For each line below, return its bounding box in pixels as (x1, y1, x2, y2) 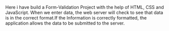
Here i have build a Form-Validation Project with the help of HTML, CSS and (5, 4, 164, 10)
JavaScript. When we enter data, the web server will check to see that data (5, 9, 163, 15)
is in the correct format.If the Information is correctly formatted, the (5, 15, 147, 20)
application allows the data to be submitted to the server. (5, 20, 125, 26)
